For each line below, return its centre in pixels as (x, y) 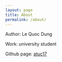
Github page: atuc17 (26, 54)
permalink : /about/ (26, 19)
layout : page (19, 10)
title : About (19, 15)
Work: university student (31, 44)
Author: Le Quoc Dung (29, 34)
